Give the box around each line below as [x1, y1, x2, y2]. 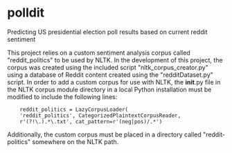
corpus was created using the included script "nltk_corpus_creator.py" [7, 63, 209, 71]
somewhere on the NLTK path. [32, 137, 119, 146]
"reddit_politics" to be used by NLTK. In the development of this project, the [7, 55, 223, 64]
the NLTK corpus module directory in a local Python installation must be [7, 85, 212, 93]
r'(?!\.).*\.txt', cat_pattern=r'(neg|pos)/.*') [19, 118, 163, 125]
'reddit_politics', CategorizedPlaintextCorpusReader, [19, 112, 181, 119]
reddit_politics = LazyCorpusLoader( [19, 106, 129, 113]
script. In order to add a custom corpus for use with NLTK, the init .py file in [7, 78, 221, 86]
